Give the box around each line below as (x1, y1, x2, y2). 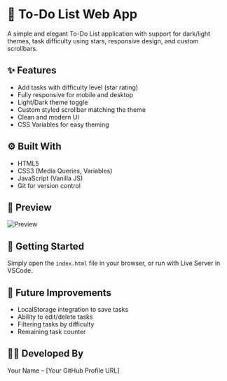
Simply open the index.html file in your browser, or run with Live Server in (7, 259, 221, 268)
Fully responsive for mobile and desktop (17, 90, 134, 99)
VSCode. (7, 266, 34, 275)
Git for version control (17, 181, 81, 189)
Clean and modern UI (17, 113, 79, 121)
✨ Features (7, 64, 57, 76)
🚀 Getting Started (7, 240, 85, 252)
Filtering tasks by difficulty (17, 320, 95, 328)
